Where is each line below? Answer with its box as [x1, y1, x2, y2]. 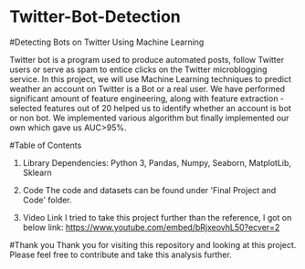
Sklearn [22, 167, 52, 178]
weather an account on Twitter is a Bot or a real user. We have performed [9, 83, 286, 94]
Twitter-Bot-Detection [9, 6, 181, 27]
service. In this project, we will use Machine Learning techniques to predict [9, 73, 292, 84]
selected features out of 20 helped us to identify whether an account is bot [9, 102, 292, 113]
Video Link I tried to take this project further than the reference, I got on [22, 212, 292, 222]
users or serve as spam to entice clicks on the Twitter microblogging [9, 64, 268, 75]
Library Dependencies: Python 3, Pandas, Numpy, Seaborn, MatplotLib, [22, 157, 292, 168]
